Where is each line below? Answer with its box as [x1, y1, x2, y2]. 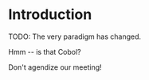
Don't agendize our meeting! [8, 62, 102, 72]
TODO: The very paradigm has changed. [8, 32, 142, 41]
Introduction [8, 6, 92, 24]
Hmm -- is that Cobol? [8, 47, 81, 56]
